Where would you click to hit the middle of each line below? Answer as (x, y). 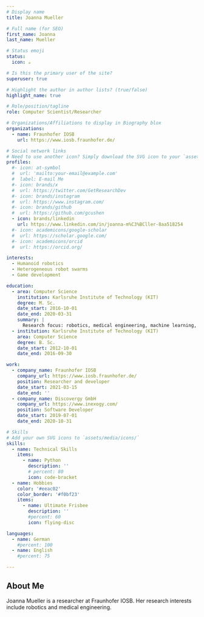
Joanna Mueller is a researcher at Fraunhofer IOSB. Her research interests (99, 601)
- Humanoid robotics (38, 264)
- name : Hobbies (32, 483)
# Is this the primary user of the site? (59, 73)
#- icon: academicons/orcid (47, 241)
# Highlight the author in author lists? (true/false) (77, 90)
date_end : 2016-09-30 (44, 354)
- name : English (32, 551)
